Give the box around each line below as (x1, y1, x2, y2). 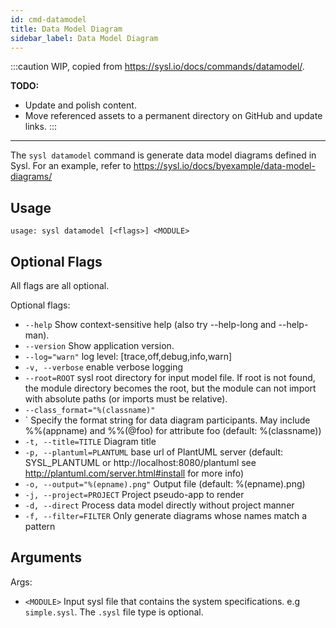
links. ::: (24, 121, 57, 133)
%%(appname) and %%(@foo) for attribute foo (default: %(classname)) (24, 425, 322, 436)
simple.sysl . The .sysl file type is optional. (24, 606, 204, 618)
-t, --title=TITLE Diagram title (24, 436, 157, 447)
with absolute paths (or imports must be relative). (24, 393, 228, 405)
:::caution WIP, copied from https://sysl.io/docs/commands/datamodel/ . (10, 61, 305, 73)
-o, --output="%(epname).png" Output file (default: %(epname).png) (24, 478, 306, 490)
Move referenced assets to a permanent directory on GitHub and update (24, 110, 323, 122)
